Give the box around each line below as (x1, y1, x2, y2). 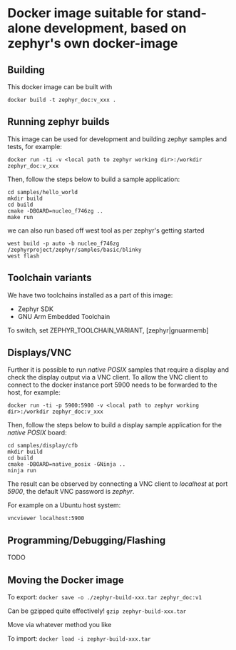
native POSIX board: (7, 428, 67, 437)
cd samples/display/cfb (7, 442, 78, 450)
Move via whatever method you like (7, 621, 112, 629)
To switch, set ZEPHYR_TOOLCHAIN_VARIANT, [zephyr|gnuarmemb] (7, 326, 209, 335)
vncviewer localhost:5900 (7, 515, 84, 522)
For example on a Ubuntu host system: (7, 501, 121, 509)
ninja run (7, 467, 37, 474)
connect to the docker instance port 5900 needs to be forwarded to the (7, 380, 217, 390)
